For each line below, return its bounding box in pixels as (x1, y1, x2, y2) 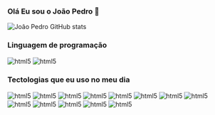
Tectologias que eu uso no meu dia (7, 75, 130, 84)
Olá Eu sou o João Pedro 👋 (7, 6, 100, 16)
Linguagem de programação (7, 40, 107, 50)
